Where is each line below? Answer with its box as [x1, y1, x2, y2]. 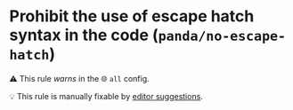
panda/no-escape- [158, 28, 287, 45]
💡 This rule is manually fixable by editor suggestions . [9, 90, 203, 101]
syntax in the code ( [9, 25, 159, 45]
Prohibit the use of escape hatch [9, 6, 255, 27]
